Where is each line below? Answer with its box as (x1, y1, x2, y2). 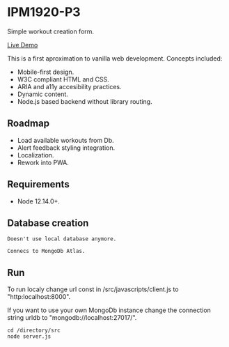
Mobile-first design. (17, 68, 74, 76)
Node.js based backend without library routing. (17, 97, 152, 105)
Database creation (7, 217, 89, 229)
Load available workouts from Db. (17, 136, 115, 144)
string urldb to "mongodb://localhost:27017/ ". (7, 314, 137, 322)
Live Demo (7, 40, 38, 49)
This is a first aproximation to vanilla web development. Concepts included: (7, 54, 223, 63)
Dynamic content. (17, 90, 68, 98)
